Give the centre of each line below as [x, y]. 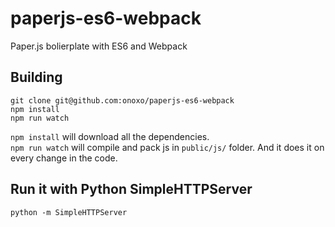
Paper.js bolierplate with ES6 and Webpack [99, 46]
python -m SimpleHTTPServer [69, 212]
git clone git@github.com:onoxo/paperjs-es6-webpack [122, 100]
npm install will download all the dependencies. [110, 136]
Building [36, 77]
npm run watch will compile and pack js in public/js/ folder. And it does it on [167, 147]
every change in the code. [64, 158]
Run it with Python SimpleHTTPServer [131, 189]
